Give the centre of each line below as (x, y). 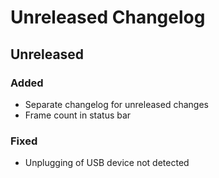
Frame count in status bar (78, 115)
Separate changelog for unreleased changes (116, 104)
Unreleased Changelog (108, 17)
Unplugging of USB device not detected (107, 163)
